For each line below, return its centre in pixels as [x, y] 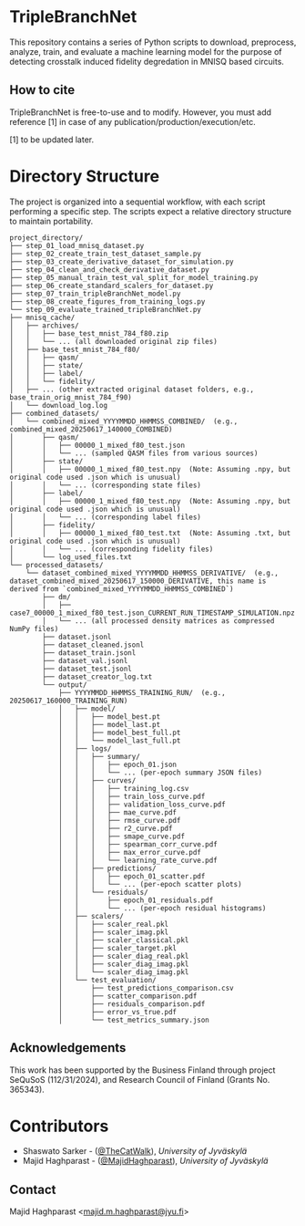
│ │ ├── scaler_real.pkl [113, 924]
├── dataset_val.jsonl [85, 660]
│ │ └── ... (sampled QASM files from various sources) [134, 453]
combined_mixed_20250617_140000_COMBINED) [91, 429]
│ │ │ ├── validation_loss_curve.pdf [142, 805]
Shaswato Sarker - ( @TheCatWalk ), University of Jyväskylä [135, 1151]
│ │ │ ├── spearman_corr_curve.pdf [138, 844]
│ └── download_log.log [58, 405]
